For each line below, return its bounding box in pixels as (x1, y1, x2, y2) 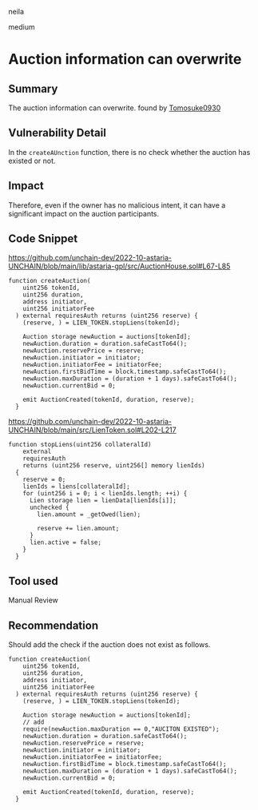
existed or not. (8, 156, 56, 165)
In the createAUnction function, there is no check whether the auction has (8, 147, 251, 157)
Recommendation (8, 618, 98, 632)
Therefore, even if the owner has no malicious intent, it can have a (8, 200, 226, 210)
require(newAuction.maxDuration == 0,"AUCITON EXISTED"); (22, 725, 220, 733)
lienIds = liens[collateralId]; (22, 482, 130, 490)
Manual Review (8, 595, 58, 606)
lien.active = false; (29, 538, 102, 546)
